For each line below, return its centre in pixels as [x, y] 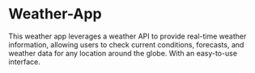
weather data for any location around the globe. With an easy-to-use [123, 53]
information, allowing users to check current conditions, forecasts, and [126, 44]
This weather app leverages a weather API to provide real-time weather [127, 36]
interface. [24, 62]
